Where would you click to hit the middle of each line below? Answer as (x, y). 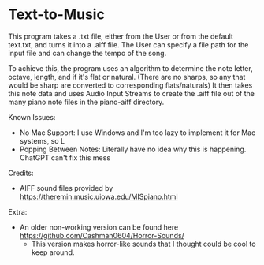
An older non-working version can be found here (99, 227)
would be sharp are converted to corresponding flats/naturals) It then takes (130, 85)
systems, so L (42, 140)
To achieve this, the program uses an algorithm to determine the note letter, (131, 68)
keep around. (53, 252)
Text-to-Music (56, 15)
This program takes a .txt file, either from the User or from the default (121, 36)
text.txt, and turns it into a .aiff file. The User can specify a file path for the (128, 44)
